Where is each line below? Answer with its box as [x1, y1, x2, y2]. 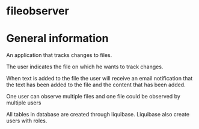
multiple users [6, 99, 41, 106]
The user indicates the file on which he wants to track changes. [6, 63, 164, 70]
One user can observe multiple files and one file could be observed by [6, 93, 180, 100]
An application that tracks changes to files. [6, 52, 112, 59]
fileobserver [6, 4, 69, 18]
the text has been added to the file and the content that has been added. [6, 81, 186, 88]
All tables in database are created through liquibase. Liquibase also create [6, 111, 190, 118]
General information [6, 32, 109, 46]
